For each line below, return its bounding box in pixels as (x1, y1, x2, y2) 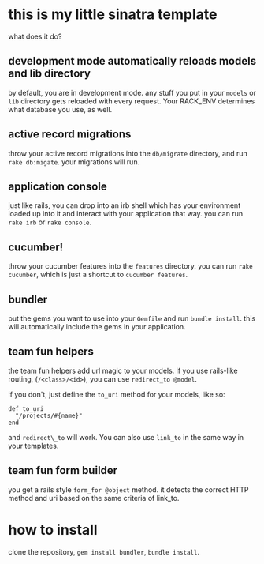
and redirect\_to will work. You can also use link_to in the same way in (8, 432, 244, 442)
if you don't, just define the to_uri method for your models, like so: (8, 389, 226, 399)
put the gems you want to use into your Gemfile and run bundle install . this (8, 314, 256, 323)
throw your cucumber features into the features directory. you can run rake (8, 261, 254, 271)
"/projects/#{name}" (15, 412, 83, 419)
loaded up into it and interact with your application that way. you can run (8, 209, 243, 219)
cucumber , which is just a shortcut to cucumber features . (8, 270, 188, 280)
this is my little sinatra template (8, 6, 218, 24)
